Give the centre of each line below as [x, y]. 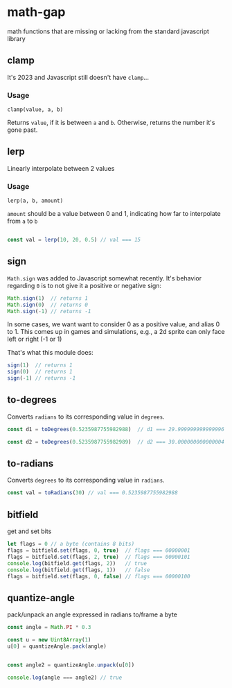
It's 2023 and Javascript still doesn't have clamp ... [78, 77]
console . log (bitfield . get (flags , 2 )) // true [77, 563]
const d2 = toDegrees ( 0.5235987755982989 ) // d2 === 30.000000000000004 [116, 442]
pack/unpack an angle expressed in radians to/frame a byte [92, 614]
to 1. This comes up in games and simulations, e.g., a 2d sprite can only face [116, 332]
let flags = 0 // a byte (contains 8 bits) [71, 544]
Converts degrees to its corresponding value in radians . [86, 480]
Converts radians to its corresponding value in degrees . [86, 417]
